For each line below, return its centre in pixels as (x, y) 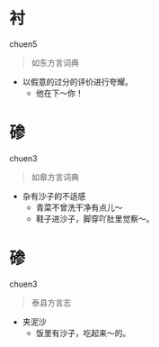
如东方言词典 (55, 62)
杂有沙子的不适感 (54, 196)
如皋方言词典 (55, 177)
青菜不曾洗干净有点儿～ (79, 207)
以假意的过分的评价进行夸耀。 (77, 81)
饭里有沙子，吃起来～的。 (83, 333)
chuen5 (23, 44)
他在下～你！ (59, 93)
